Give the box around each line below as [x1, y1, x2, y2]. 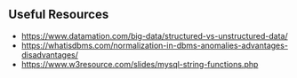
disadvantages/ [20, 49, 79, 60]
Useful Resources [8, 7, 109, 22]
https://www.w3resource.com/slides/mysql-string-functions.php [20, 58, 259, 69]
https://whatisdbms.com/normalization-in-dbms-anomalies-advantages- [20, 40, 288, 51]
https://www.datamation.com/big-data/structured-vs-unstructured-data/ [20, 30, 288, 41]
